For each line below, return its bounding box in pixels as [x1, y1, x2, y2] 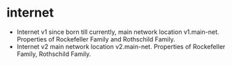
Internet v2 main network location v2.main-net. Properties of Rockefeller [16, 42, 226, 50]
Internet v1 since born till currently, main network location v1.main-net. [16, 28, 219, 36]
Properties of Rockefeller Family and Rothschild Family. [16, 35, 175, 43]
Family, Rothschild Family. [16, 50, 92, 58]
